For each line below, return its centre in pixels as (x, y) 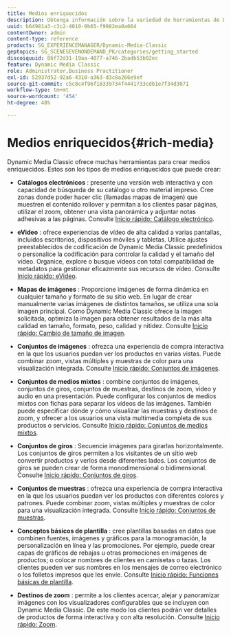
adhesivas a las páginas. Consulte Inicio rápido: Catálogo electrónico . (115, 219)
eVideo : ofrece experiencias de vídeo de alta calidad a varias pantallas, (119, 232)
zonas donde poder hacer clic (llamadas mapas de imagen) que (107, 197)
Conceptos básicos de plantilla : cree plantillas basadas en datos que (117, 531)
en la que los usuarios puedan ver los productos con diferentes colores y (120, 496)
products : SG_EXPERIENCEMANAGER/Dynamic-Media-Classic (87, 45)
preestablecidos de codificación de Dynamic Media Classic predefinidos (120, 246)
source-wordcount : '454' (43, 97)
